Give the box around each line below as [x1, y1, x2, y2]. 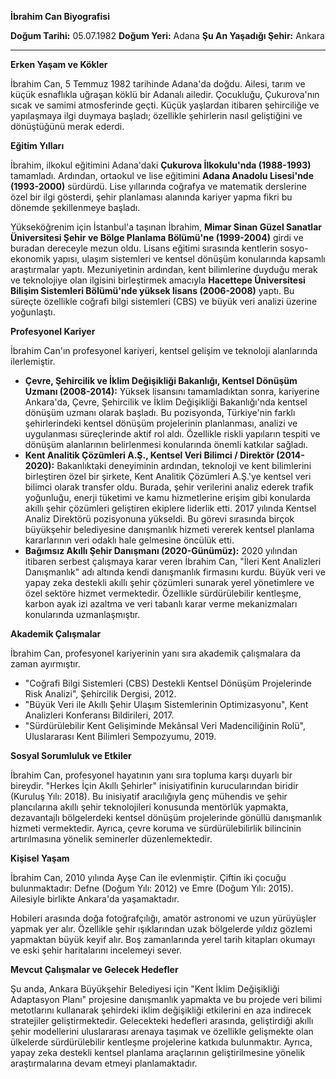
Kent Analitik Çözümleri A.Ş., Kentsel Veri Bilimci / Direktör [24, 449, 275, 461]
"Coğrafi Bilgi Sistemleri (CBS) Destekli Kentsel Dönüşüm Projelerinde [24, 677, 312, 689]
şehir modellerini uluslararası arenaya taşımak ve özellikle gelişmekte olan [10, 1026, 314, 1037]
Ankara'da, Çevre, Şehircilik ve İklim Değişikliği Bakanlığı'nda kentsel [24, 396, 308, 408]
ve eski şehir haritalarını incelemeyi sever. [10, 944, 182, 956]
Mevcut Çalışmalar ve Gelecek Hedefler [10, 964, 179, 975]
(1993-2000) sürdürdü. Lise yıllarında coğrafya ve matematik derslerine [10, 181, 307, 192]
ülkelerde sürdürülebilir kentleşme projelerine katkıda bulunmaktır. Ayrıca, [10, 1036, 313, 1048]
